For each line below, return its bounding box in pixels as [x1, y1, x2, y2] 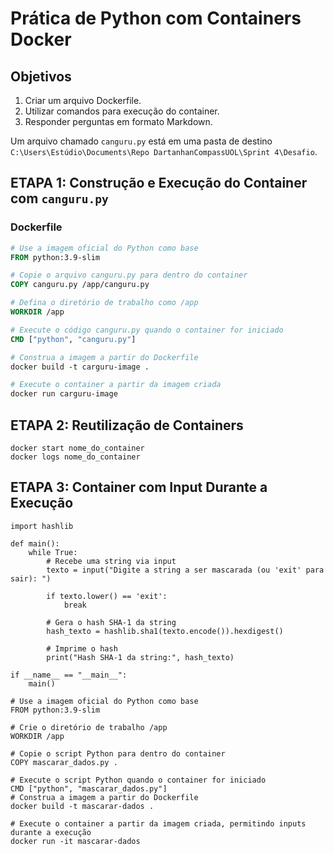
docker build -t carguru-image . [10, 362, 150, 372]
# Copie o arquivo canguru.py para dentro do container [10, 270, 248, 281]
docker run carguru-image [10, 389, 118, 399]
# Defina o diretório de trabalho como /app [10, 298, 199, 308]
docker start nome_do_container [10, 443, 145, 453]
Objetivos [10, 68, 72, 85]
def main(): [10, 538, 60, 549]
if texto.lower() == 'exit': [46, 591, 168, 601]
